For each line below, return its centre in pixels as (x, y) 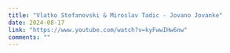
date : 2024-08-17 (37, 23)
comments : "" (29, 37)
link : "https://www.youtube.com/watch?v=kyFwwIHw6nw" (98, 30)
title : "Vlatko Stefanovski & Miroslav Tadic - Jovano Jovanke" (115, 15)
